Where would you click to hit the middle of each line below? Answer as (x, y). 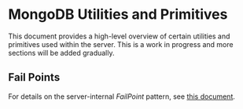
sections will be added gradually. (61, 53)
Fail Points (34, 77)
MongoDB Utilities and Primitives (118, 15)
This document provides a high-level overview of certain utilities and (119, 36)
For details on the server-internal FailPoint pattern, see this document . (122, 96)
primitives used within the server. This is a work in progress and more (121, 44)
